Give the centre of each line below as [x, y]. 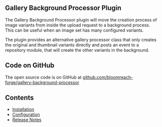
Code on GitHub [30, 65]
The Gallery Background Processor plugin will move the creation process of [81, 20]
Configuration [26, 115]
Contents [20, 98]
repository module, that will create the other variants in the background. [77, 50]
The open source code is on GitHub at [43, 77]
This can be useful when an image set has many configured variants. [74, 30]
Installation [23, 109]
